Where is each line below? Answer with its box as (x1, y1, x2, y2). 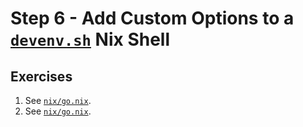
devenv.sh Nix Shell (10, 28, 171, 51)
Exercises (10, 68, 73, 85)
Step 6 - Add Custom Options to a (10, 7, 295, 30)
